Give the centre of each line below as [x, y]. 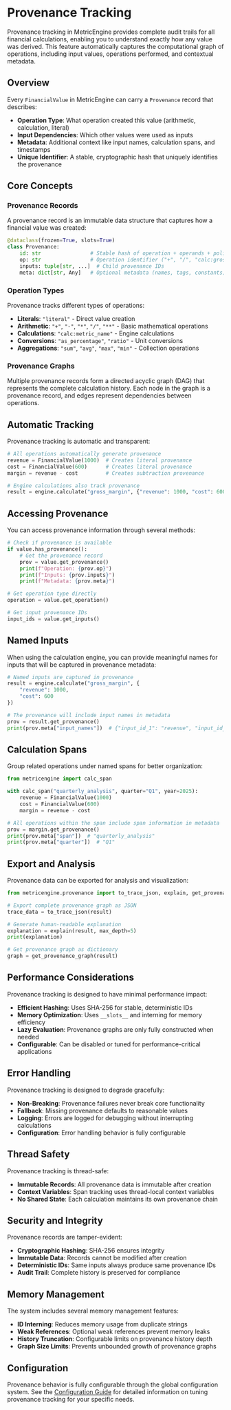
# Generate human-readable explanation [64, 924]
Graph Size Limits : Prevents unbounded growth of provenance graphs [117, 1347]
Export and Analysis [51, 864]
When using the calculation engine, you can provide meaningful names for [112, 657]
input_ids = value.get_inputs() [53, 619]
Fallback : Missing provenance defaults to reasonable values [102, 1110]
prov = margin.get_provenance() [53, 830]
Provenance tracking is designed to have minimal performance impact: [107, 994]
